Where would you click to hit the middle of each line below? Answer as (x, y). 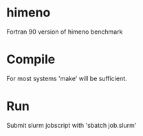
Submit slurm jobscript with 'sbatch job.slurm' (71, 125)
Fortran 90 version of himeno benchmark (65, 32)
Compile (31, 59)
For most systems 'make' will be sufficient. (67, 78)
